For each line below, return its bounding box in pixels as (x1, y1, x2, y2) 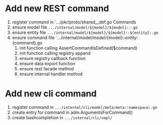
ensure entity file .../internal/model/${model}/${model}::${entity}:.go (12, 29, 159, 35)
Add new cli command (5, 88, 97, 99)
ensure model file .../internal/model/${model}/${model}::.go (12, 24, 138, 30)
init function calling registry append (19, 50, 91, 56)
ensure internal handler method (19, 71, 83, 77)
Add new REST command (5, 3, 109, 14)
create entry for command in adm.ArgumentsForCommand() (12, 109, 133, 115)
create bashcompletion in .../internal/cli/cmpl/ (12, 114, 113, 120)
